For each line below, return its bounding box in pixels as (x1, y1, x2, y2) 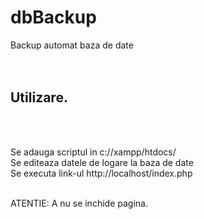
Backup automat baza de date (10, 39, 134, 51)
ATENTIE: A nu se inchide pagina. (10, 197, 148, 209)
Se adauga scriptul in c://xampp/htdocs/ (10, 146, 177, 158)
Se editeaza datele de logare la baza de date (10, 156, 194, 168)
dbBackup (10, 6, 97, 29)
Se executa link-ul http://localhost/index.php (10, 167, 193, 179)
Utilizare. (10, 89, 68, 106)
